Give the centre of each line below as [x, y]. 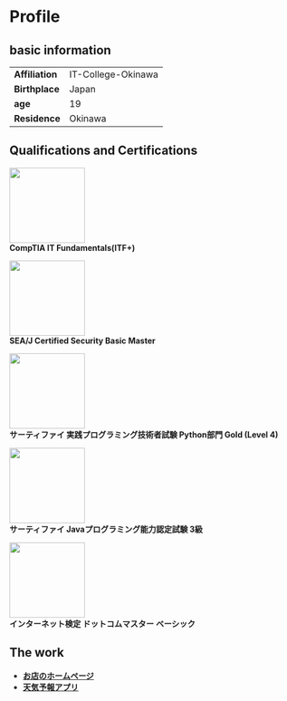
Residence [37, 118]
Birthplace [37, 89]
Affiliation [36, 74]
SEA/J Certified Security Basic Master [82, 341]
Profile [35, 17]
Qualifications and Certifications [103, 151]
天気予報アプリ [50, 687]
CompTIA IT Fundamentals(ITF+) [72, 247]
